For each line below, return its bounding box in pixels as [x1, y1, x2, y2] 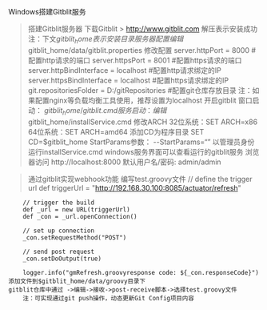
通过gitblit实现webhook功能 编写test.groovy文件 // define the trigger [27, 174, 253, 183]
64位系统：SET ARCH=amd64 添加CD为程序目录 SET [27, 127, 205, 136]
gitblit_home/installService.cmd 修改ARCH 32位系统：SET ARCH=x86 [27, 117, 258, 127]
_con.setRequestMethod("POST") [22, 233, 127, 242]
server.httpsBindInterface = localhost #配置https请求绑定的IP [27, 75, 229, 85]
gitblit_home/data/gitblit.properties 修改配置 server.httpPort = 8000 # [27, 45, 257, 54]
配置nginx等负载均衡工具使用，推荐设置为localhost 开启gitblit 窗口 [34, 95, 253, 105]
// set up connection [22, 227, 94, 235]
